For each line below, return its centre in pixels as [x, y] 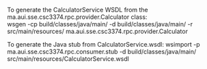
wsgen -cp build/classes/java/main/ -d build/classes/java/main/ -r [100, 24]
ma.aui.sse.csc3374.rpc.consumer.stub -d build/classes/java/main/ [102, 51]
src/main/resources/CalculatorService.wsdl [68, 59]
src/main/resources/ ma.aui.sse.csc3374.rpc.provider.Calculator [97, 31]
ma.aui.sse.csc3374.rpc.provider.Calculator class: [77, 17]
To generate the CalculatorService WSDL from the [78, 10]
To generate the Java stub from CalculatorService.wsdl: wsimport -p [104, 44]
